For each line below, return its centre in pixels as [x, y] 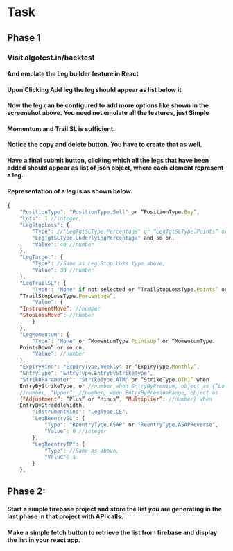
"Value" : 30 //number [63, 270]
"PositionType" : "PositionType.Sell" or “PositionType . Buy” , [110, 212]
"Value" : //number [59, 354]
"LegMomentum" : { [45, 334]
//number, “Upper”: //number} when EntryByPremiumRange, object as [119, 392]
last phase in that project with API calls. [65, 516]
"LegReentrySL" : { [59, 419]
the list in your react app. [44, 540]
